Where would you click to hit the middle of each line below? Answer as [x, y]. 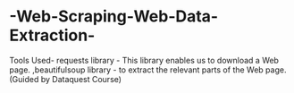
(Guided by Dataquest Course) [66, 79]
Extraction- [52, 35]
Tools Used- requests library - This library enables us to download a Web [144, 60]
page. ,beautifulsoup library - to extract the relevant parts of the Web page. [148, 70]
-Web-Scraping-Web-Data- [114, 17]
